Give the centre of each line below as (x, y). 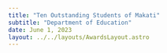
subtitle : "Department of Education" (70, 23)
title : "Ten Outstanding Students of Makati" (84, 15)
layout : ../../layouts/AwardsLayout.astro (79, 37)
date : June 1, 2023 (40, 30)
